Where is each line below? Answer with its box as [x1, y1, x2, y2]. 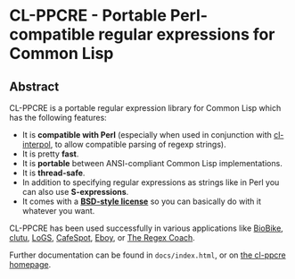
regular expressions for [97, 24, 275, 45]
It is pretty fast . [21, 148, 79, 159]
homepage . [9, 259, 52, 269]
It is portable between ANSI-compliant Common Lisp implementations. [21, 158, 283, 168]
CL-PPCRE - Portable [9, 5, 168, 26]
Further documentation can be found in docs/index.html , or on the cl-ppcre [9, 249, 287, 260]
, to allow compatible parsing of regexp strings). [50, 139, 226, 149]
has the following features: [9, 113, 107, 123]
